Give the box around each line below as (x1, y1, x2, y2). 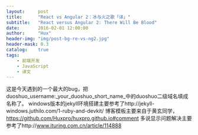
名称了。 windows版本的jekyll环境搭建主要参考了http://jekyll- (6, 100, 155, 107)
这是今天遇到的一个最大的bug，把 (6, 86, 89, 93)
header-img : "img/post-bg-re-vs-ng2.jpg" (6, 36, 110, 42)
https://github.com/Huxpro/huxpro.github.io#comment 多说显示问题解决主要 (6, 115, 192, 122)
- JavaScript (17, 63, 49, 69)
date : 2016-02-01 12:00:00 (6, 25, 89, 31)
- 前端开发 (17, 58, 40, 63)
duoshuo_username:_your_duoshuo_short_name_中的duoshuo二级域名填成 (6, 93, 189, 100)
